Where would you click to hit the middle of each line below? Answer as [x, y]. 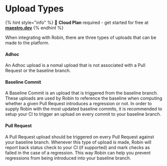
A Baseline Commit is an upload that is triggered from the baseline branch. [82, 93]
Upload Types [34, 9]
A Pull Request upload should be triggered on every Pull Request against [80, 137]
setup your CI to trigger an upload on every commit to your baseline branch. [83, 114]
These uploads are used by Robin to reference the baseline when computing [84, 98]
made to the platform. [27, 42]
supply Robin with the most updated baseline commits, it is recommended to [84, 109]
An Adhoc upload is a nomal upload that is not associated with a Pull [75, 65]
